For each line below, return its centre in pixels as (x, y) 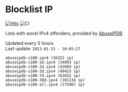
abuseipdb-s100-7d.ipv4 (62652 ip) (43, 75)
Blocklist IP (29, 9)
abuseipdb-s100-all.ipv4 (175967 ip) (45, 84)
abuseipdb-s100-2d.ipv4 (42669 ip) (43, 67)
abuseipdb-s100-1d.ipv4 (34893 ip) (43, 62)
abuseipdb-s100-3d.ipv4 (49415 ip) (43, 71)
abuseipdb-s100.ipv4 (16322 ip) (39, 58)
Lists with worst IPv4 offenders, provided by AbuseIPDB (64, 33)
